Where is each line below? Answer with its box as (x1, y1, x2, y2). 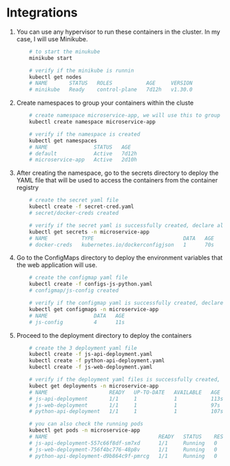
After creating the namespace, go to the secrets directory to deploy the (16, 169, 219, 177)
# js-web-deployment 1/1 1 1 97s (29, 401, 221, 409)
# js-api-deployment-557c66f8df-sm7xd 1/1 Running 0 (29, 439, 218, 447)
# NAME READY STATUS (29, 434, 202, 441)
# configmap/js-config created (29, 287, 119, 294)
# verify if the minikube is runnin (29, 67, 134, 74)
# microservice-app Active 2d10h (29, 156, 137, 163)
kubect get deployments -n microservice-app (29, 382, 159, 390)
